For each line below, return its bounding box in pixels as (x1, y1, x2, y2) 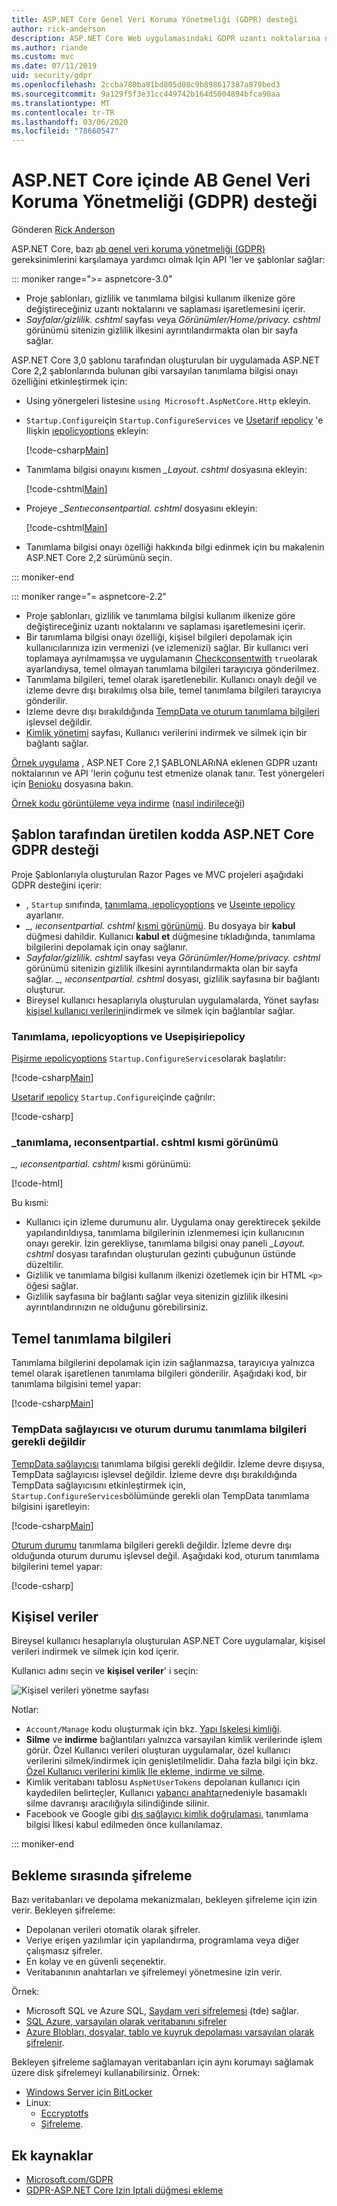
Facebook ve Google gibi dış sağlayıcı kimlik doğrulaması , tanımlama (25, 1808, 309, 1820)
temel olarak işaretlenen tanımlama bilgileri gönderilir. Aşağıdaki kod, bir (11, 1367, 308, 1380)
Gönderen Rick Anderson (11, 224, 116, 236)
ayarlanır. (25, 909, 64, 921)
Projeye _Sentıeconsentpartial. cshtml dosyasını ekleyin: (25, 502, 258, 515)
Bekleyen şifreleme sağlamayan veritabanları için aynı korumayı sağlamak (11, 2056, 314, 2068)
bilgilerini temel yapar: (11, 1560, 103, 1572)
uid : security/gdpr (11, 71, 93, 81)
